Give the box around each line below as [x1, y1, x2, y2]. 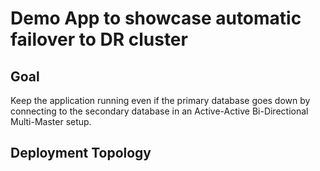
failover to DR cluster [10, 28, 188, 51]
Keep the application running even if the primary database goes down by [10, 95, 311, 106]
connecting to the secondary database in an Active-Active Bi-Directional [10, 105, 309, 117]
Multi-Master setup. [10, 116, 92, 127]
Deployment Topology [10, 145, 152, 162]
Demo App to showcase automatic [10, 7, 302, 30]
